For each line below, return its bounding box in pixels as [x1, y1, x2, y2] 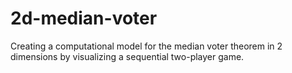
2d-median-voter [10, 7, 158, 30]
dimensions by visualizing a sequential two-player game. [10, 50, 245, 62]
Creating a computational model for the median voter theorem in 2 [10, 40, 283, 52]
